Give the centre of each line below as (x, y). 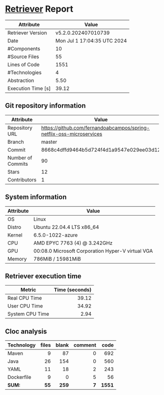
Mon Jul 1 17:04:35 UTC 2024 (91, 41)
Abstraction (21, 80)
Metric (28, 290)
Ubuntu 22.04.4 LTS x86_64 (66, 227)
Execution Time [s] (29, 88)
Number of (20, 157)
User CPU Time (25, 306)
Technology (21, 345)
